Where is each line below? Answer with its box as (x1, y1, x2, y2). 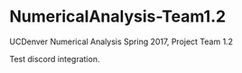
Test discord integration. (9, 53, 100, 64)
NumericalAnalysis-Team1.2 (9, 6, 227, 27)
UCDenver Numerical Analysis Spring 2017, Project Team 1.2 (9, 36, 233, 47)
